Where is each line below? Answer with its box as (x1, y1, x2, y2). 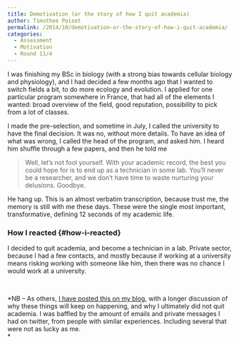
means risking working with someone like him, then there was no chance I (7, 259, 225, 268)
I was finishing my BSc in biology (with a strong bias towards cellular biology (7, 69, 233, 79)
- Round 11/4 (14, 51, 53, 58)
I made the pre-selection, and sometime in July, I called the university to (7, 121, 220, 130)
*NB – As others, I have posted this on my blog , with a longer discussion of (7, 294, 228, 303)
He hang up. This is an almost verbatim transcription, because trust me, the (7, 194, 230, 203)
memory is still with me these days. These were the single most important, (7, 202, 226, 211)
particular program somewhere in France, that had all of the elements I (7, 92, 215, 101)
